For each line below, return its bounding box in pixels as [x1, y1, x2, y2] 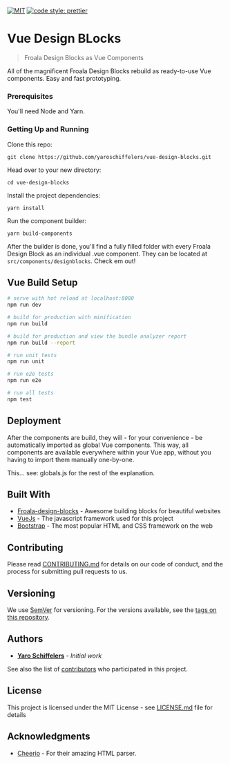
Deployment [7, 415, 61, 427]
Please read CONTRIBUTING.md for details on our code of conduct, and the [7, 560, 223, 569]
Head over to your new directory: [7, 166, 102, 174]
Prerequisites [7, 91, 53, 101]
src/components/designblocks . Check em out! [7, 256, 136, 265]
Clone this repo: [7, 140, 53, 149]
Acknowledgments [7, 731, 91, 743]
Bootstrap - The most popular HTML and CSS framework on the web [17, 522, 213, 530]
